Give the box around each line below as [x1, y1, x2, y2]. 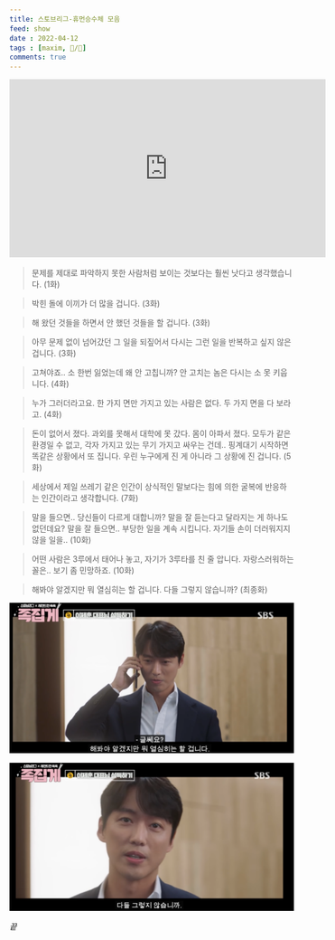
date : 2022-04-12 [9, 33, 79, 43]
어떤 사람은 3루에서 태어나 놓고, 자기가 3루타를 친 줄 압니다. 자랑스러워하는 [31, 554, 294, 565]
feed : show [9, 24, 51, 33]
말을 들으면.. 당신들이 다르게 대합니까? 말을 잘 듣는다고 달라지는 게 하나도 [31, 512, 289, 523]
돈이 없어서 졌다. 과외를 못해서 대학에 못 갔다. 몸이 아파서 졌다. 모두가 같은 [31, 428, 292, 439]
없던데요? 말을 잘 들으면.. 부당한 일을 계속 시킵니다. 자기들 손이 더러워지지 [31, 523, 291, 534]
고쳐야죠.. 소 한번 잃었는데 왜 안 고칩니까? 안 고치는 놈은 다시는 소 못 [31, 367, 271, 378]
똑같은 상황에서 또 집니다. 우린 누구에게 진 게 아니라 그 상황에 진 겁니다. [31, 451, 282, 461]
